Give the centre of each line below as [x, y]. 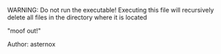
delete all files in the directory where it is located [77, 17]
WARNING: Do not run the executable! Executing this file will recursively [111, 10]
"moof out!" [24, 31]
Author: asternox [31, 44]
